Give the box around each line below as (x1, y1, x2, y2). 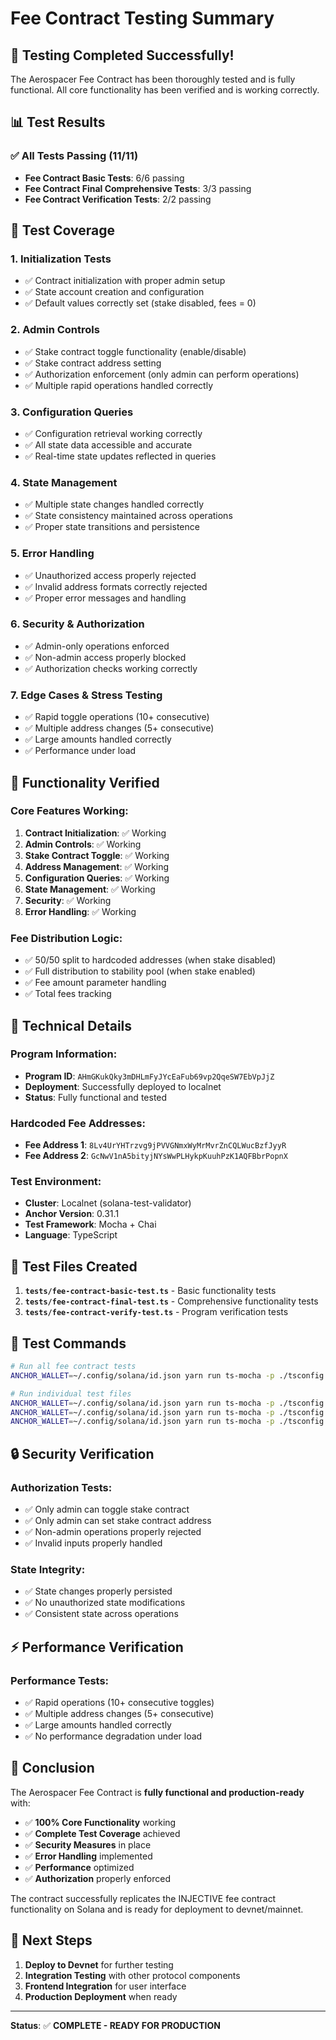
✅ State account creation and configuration (24, 286, 205, 298)
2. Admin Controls (10, 323, 100, 337)
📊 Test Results (10, 114, 106, 131)
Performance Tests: (10, 1673, 110, 1687)
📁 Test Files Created (10, 1258, 138, 1275)
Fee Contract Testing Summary (10, 7, 275, 30)
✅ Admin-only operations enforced (24, 640, 170, 652)
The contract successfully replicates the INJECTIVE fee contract (10, 1892, 277, 1904)
